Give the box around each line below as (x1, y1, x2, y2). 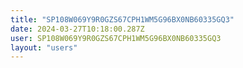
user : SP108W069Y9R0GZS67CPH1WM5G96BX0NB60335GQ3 (10, 33, 222, 43)
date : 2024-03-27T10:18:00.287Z (10, 24, 145, 34)
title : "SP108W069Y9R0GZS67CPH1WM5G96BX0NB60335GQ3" (10, 14, 235, 25)
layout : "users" (10, 42, 78, 53)
